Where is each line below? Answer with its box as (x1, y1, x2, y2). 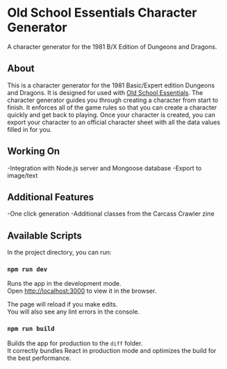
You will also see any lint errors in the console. (7, 307, 140, 316)
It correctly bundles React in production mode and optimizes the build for (7, 346, 217, 354)
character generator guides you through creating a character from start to (7, 96, 219, 104)
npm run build (7, 325, 55, 333)
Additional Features (7, 191, 94, 203)
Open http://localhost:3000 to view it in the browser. (7, 286, 157, 295)
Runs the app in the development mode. (7, 280, 121, 288)
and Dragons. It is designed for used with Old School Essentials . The (7, 88, 203, 96)
